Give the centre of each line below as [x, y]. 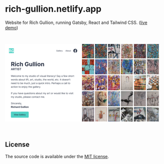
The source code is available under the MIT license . [57, 156]
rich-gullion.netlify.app [53, 9]
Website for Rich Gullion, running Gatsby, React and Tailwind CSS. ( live [76, 22]
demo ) [12, 27]
